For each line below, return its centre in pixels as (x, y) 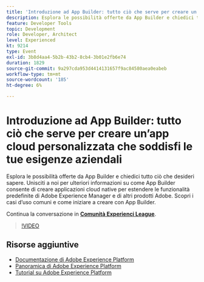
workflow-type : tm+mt (34, 74)
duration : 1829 (25, 63)
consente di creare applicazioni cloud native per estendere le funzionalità (98, 189)
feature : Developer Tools (39, 23)
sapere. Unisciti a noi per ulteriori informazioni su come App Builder (91, 182)
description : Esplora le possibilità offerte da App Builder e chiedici (100, 18)
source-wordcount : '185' (38, 80)
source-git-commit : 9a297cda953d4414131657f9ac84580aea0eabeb (87, 68)
